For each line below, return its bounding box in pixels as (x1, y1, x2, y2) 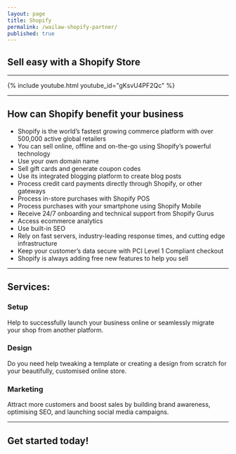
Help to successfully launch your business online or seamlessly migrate (7, 318, 215, 327)
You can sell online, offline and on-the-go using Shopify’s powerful (17, 141, 211, 150)
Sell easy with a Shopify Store (7, 56, 140, 68)
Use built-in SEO (17, 224, 65, 232)
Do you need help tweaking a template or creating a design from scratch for (7, 359, 227, 367)
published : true (7, 30, 55, 37)
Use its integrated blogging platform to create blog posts (17, 172, 182, 180)
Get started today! (7, 434, 89, 447)
